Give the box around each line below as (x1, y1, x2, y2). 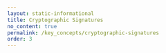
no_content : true (7, 23, 57, 30)
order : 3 (7, 36, 33, 43)
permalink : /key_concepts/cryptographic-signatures (7, 29, 159, 36)
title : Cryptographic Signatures (7, 17, 104, 23)
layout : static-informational (7, 10, 95, 17)
